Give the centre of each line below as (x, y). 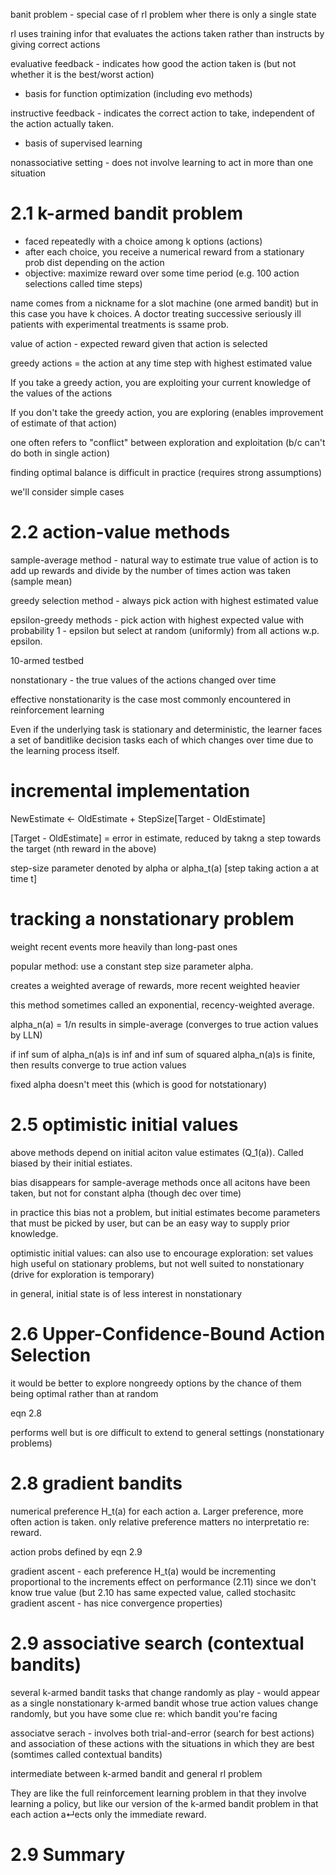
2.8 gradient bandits (96, 1483)
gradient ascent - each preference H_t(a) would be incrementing (143, 1571)
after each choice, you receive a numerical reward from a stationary (164, 251)
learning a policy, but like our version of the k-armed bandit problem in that (164, 1803)
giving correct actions (55, 44)
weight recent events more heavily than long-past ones (124, 946)
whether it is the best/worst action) (82, 74)
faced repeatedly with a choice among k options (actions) (143, 241)
